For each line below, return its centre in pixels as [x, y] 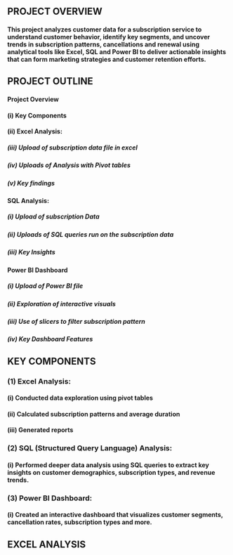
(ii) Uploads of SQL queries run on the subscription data [91, 234]
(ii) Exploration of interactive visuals [61, 303]
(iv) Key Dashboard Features [50, 339]
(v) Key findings [31, 183]
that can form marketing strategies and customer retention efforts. [107, 59]
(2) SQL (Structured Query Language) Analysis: [90, 448]
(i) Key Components [37, 115]
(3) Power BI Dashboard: [50, 498]
